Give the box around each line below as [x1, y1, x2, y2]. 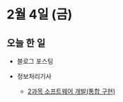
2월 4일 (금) [6, 6, 73, 23]
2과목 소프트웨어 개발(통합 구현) [27, 87, 116, 96]
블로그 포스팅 [16, 57, 54, 65]
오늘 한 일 [6, 37, 46, 49]
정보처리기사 [16, 72, 52, 80]
